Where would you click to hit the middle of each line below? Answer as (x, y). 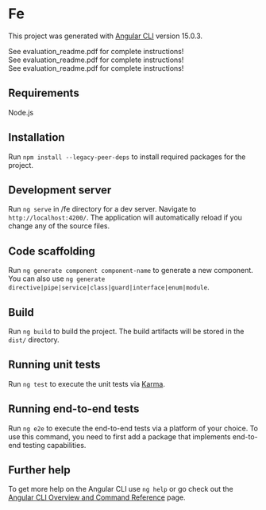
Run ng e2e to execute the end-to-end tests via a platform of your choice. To (133, 428)
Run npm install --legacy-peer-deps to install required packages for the (127, 157)
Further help (40, 470)
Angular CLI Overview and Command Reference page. (97, 497)
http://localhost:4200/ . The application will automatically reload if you (125, 218)
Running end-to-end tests (74, 409)
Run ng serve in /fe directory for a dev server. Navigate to (102, 209)
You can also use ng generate (57, 278)
